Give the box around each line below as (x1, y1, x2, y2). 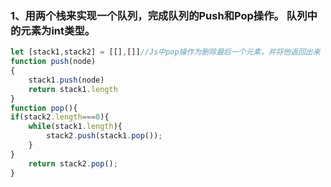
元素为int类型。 (20, 23, 96, 37)
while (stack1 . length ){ (28, 122, 123, 132)
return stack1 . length (28, 84, 118, 94)
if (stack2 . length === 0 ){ (10, 112, 110, 122)
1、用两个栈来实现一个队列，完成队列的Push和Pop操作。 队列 (10, 8, 308, 22)
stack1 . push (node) (28, 75, 105, 85)
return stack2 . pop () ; (28, 158, 118, 169)
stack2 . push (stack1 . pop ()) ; (46, 131, 163, 141)
